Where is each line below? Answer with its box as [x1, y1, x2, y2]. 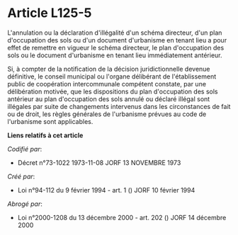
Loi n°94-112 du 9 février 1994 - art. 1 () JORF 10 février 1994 [17, 185, 195, 194]
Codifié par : [7, 144, 42, 153]
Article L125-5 [7, 5, 92, 21]
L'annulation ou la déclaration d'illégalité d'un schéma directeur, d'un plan [7, 28, 222, 37]
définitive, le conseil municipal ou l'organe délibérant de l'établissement [7, 72, 217, 81]
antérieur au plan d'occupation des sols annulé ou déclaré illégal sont [7, 94, 210, 103]
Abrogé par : [7, 200, 42, 208]
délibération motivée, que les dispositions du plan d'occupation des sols [7, 87, 218, 96]
